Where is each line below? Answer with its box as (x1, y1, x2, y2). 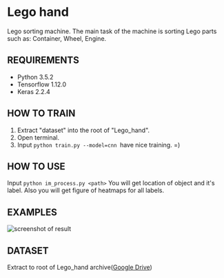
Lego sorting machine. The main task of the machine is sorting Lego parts (7, 27, 217, 35)
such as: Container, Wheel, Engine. (7, 34, 107, 42)
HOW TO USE (7, 160, 65, 172)
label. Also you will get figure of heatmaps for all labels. (7, 186, 165, 194)
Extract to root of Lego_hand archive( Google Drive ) (7, 263, 153, 271)
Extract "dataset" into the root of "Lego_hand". (17, 126, 150, 134)
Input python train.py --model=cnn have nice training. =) (17, 140, 181, 149)
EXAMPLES (7, 206, 57, 218)
